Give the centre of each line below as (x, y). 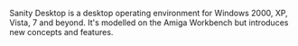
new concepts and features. (61, 32)
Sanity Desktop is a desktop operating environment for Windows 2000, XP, (149, 13)
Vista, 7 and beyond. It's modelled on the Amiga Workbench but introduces (149, 23)
